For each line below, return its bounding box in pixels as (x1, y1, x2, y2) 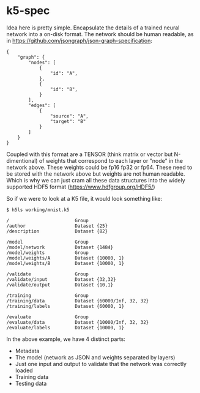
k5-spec (6, 4, 50, 18)
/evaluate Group (6, 313, 89, 320)
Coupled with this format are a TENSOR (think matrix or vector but (6, 151, 173, 158)
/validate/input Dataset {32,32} (6, 276, 116, 282)
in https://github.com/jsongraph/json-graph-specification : (6, 37, 153, 44)
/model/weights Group (6, 249, 89, 256)
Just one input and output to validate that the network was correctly (15, 360, 187, 367)
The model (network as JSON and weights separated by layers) (15, 353, 176, 361)
